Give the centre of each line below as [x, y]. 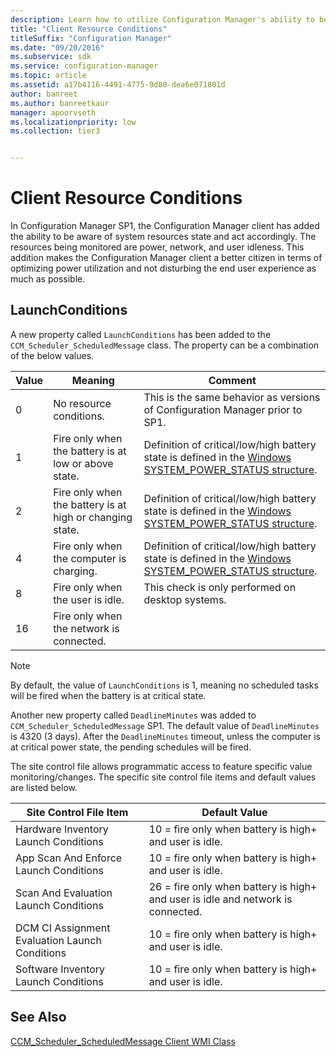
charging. [75, 571]
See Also [38, 1017]
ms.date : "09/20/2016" [57, 47]
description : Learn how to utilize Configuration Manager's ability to [162, 19]
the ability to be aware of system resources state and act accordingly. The [163, 237]
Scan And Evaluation [64, 893]
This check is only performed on [220, 587]
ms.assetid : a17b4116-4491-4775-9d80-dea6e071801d [118, 85]
